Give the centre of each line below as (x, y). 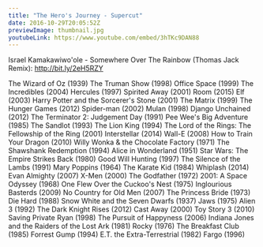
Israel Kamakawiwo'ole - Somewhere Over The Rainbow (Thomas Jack (124, 60)
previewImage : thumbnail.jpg (56, 30)
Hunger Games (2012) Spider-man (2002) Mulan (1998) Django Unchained (130, 109)
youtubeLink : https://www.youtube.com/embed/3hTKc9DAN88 (104, 37)
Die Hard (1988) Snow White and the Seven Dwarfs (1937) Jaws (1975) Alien (132, 201)
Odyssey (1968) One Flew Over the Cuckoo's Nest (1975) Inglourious (120, 184)
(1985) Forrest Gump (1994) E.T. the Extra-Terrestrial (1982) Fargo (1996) (127, 234)
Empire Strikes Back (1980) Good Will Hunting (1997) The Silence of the (124, 159)
